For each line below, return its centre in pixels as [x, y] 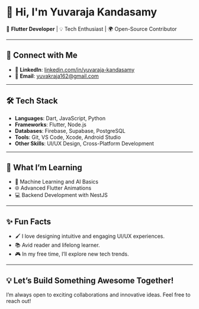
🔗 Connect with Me [42, 55]
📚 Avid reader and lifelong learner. [57, 245]
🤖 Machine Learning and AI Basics [57, 182]
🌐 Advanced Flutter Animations [53, 188]
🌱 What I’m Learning [44, 168]
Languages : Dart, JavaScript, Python [60, 118]
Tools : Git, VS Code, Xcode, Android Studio [68, 137]
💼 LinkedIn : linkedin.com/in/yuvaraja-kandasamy [75, 69]
